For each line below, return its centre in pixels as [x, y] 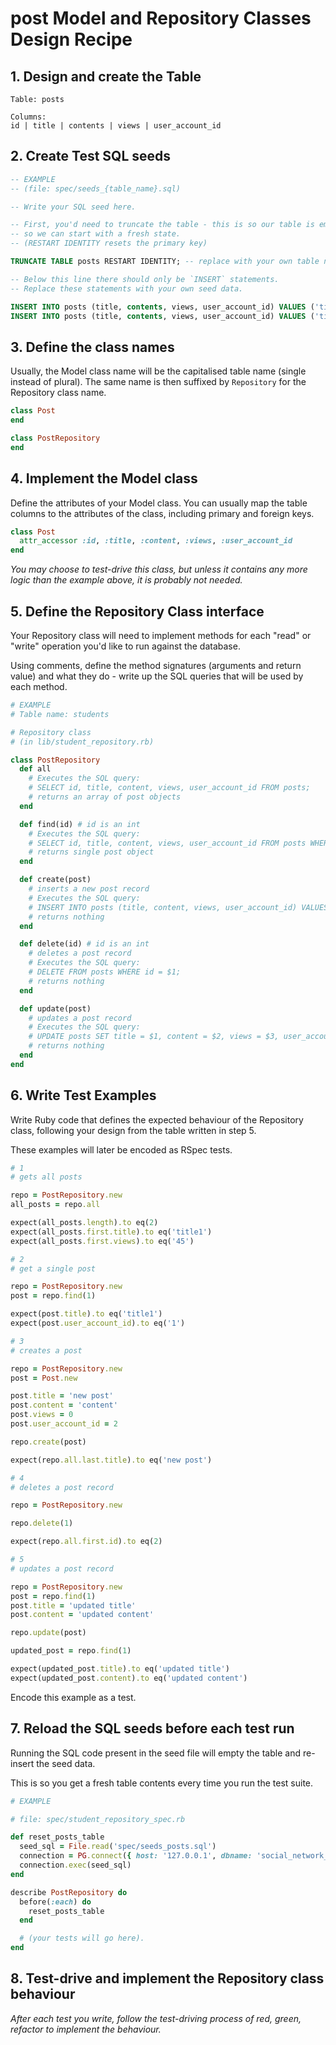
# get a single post [53, 1268]
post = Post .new [44, 1378]
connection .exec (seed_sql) [75, 1865]
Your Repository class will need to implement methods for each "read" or [161, 635]
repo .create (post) [48, 1442]
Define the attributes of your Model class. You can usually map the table [159, 503]
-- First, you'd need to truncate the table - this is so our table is [162, 225]
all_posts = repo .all [55, 1205]
